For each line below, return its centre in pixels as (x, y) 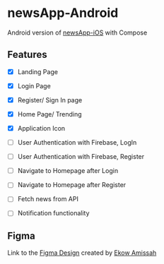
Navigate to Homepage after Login (68, 171)
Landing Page (38, 71)
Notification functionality (53, 213)
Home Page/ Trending (50, 114)
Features (27, 55)
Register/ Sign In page (50, 100)
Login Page (34, 85)
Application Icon (41, 128)
